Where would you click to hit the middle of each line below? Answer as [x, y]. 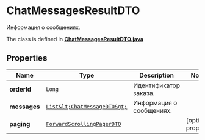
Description [157, 75]
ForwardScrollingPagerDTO [83, 124]
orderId [20, 89]
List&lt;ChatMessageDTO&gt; [86, 106]
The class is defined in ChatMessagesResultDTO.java [75, 39]
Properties [27, 58]
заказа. [144, 93]
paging [20, 124]
